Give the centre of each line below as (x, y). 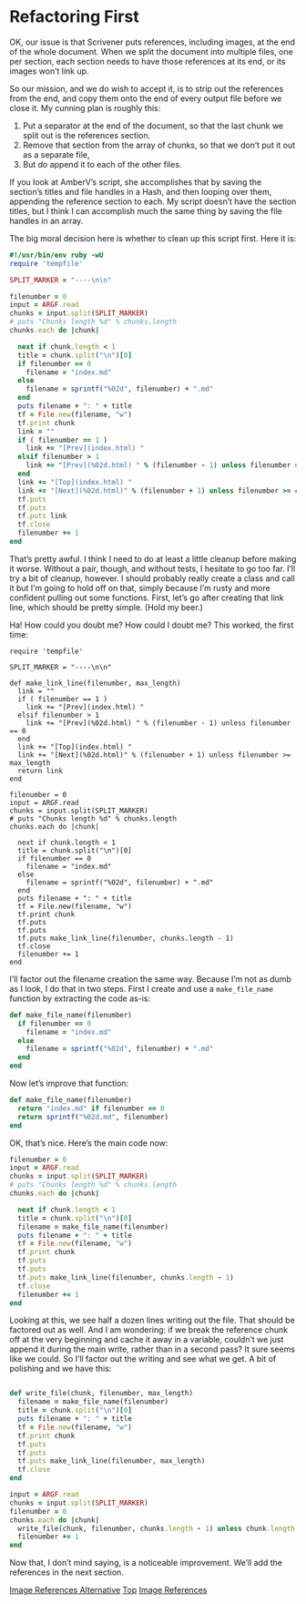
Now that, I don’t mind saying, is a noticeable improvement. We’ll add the (146, 1563)
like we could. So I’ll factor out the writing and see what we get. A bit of (143, 1359)
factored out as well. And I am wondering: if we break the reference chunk (149, 1330)
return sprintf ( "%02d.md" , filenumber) (93, 1117)
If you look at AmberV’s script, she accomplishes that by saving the (136, 182)
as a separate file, (56, 154)
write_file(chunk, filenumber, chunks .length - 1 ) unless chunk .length (157, 1528)
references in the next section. (67, 1572)
